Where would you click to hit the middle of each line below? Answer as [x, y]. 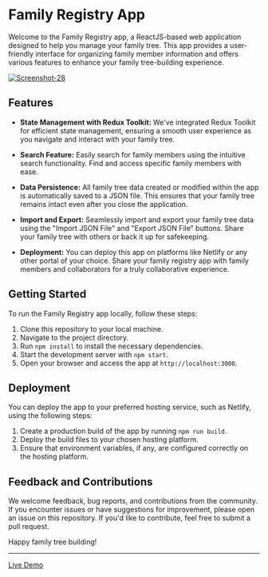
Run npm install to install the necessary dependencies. [111, 346]
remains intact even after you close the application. [104, 204]
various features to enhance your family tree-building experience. [116, 62]
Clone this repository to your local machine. [91, 328]
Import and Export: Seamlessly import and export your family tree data [136, 219]
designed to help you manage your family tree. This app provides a [118, 45]
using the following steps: [51, 416]
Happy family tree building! [53, 542]
